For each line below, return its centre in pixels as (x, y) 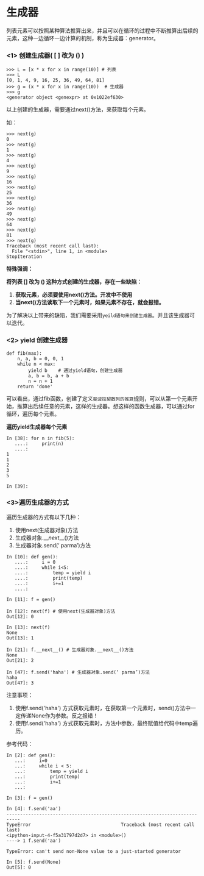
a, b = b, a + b (49, 376)
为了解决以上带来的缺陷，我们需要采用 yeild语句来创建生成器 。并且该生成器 (98, 315)
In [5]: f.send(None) (34, 862)
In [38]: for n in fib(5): (40, 438)
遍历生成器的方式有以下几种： (44, 517)
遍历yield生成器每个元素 (37, 427)
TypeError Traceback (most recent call (100, 824)
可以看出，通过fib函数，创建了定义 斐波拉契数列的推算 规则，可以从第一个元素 (100, 398)
